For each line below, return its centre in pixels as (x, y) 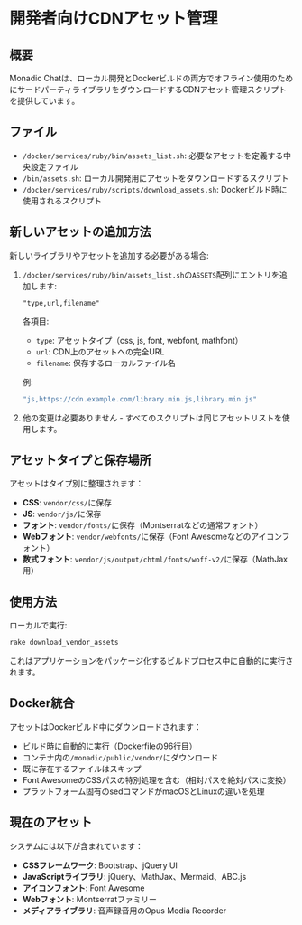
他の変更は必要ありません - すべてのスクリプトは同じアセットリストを (152, 418)
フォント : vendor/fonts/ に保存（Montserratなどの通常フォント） (142, 525)
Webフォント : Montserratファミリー (90, 899)
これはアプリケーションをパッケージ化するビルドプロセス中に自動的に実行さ (151, 661)
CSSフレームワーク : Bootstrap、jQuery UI (100, 865)
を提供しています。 (45, 101)
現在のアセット (51, 822)
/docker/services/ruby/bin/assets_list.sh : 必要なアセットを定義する (153, 156)
